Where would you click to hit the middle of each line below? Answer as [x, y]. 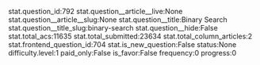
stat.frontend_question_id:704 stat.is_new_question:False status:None [122, 45]
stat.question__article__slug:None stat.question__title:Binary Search [118, 20]
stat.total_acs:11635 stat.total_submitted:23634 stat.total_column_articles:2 [130, 36]
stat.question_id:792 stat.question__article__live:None [96, 11]
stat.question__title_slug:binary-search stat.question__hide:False [113, 28]
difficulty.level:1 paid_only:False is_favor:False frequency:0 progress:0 [122, 53]
